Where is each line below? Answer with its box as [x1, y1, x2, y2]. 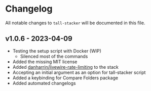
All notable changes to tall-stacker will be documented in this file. [5, 20, 145, 26]
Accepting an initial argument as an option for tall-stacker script [12, 69, 146, 75]
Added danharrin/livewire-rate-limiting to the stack [12, 64, 119, 70]
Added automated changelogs [12, 80, 76, 86]
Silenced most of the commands [20, 53, 88, 59]
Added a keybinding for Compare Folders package [12, 74, 118, 81]
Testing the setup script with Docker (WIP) [12, 48, 101, 54]
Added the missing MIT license [12, 59, 78, 65]
